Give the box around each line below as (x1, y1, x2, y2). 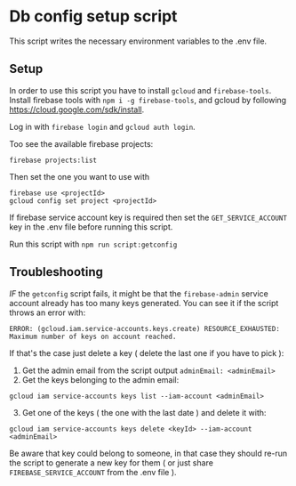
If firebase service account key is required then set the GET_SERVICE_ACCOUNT (9, 212, 287, 223)
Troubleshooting (9, 264, 104, 279)
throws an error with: (9, 307, 86, 318)
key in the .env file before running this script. (9, 221, 173, 232)
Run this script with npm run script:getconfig (9, 239, 178, 249)
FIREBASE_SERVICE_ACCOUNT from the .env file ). (9, 466, 177, 477)
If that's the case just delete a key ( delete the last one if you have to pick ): (9, 347, 284, 358)
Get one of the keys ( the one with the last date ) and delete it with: (21, 407, 267, 417)
